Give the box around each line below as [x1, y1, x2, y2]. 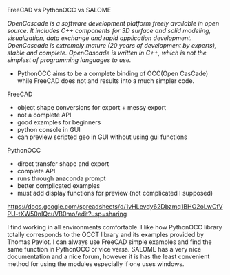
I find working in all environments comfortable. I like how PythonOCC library [7, 223, 222, 231]
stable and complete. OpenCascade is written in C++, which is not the [7, 48, 207, 57]
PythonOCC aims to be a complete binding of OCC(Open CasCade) [17, 69, 209, 77]
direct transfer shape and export [17, 160, 109, 168]
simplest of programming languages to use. [7, 56, 132, 64]
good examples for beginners [17, 118, 101, 126]
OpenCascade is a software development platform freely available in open [7, 19, 220, 27]
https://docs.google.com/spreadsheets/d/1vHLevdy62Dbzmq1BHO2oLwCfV [7, 202, 223, 210]
